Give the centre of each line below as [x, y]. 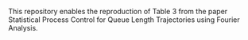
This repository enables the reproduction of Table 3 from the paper [118, 11]
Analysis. [23, 28]
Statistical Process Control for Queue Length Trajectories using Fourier [124, 20]
